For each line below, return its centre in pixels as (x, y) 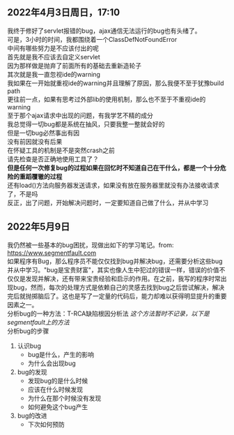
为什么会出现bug (52, 363)
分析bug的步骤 (28, 331)
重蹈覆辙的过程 (41, 176)
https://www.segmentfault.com (52, 253)
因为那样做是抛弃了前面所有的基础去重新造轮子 (74, 66)
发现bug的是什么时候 (58, 381)
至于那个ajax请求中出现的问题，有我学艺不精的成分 (80, 115)
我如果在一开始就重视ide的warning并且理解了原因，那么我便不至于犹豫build (116, 83)
